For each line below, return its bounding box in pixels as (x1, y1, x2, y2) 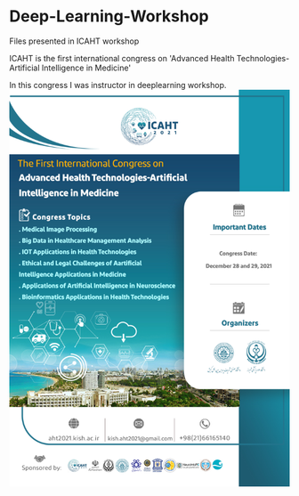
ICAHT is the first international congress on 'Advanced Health (9, 53, 235, 63)
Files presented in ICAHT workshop (9, 36, 140, 46)
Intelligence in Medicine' (41, 62, 132, 73)
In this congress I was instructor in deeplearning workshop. (9, 79, 227, 90)
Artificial (9, 62, 40, 73)
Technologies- (236, 53, 290, 63)
